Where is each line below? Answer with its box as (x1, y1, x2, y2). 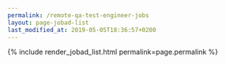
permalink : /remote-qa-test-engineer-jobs (7, 11, 149, 20)
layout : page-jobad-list (7, 19, 89, 27)
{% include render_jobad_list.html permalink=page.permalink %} (7, 48, 219, 57)
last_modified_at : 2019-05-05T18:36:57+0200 (7, 26, 156, 34)
